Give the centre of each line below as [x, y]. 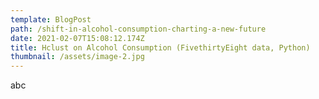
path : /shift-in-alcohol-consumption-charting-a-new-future [138, 29]
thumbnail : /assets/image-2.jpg [77, 57]
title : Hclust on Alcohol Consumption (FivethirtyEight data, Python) [160, 47]
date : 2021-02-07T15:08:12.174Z [77, 38]
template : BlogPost [51, 19]
